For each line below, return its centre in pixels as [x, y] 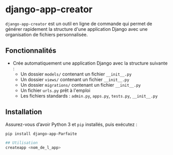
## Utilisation [22, 143]
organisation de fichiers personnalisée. [47, 34]
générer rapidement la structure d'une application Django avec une [76, 29]
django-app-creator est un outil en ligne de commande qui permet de [79, 24]
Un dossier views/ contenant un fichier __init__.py [75, 79]
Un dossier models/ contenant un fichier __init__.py [76, 74]
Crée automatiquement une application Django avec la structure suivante [90, 63]
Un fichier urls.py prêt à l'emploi [55, 90]
